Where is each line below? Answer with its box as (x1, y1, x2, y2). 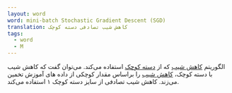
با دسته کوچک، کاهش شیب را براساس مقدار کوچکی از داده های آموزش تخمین (7, 70, 213, 78)
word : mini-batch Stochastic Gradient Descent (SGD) (7, 17, 166, 24)
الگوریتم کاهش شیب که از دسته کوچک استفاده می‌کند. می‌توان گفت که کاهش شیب (7, 63, 226, 70)
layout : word (7, 10, 46, 18)
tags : (7, 30, 23, 37)
